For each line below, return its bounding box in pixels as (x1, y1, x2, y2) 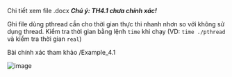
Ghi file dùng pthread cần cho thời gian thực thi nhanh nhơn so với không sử (7, 20, 225, 28)
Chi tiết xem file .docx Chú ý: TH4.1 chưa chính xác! (7, 7, 158, 15)
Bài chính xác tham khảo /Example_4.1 (7, 49, 116, 56)
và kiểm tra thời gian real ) (7, 35, 82, 43)
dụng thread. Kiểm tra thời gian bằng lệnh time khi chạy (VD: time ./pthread (7, 28, 226, 35)
